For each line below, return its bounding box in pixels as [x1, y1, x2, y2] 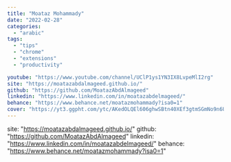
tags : [7, 36, 23, 43]
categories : [7, 23, 41, 30]
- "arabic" [13, 29, 45, 37]
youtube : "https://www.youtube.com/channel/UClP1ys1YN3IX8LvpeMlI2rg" [7, 74, 214, 81]
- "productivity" [13, 61, 63, 68]
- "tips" [13, 42, 38, 49]
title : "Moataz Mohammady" [7, 10, 85, 17]
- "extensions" [13, 55, 57, 62]
